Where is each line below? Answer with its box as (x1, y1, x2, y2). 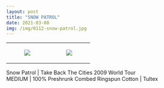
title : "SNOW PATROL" (6, 14, 60, 20)
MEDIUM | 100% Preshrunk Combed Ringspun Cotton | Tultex (6, 76, 159, 83)
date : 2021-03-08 (6, 20, 50, 26)
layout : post (6, 8, 39, 15)
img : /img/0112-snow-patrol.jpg (6, 25, 87, 32)
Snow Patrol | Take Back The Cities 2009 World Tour (6, 69, 136, 76)
